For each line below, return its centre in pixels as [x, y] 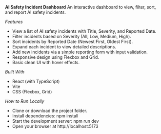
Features [14, 22]
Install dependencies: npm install [45, 116]
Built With [15, 72]
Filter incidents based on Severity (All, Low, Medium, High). [72, 36]
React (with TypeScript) [36, 81]
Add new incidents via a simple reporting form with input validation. [80, 52]
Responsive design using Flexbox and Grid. [55, 57]
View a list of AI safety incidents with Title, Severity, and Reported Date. [84, 31]
